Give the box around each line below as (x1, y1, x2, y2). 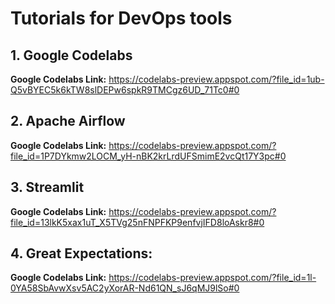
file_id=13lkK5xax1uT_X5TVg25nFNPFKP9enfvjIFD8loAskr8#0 (10, 216, 265, 228)
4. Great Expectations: (10, 245, 153, 262)
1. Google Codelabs (10, 47, 133, 64)
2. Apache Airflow (10, 113, 126, 130)
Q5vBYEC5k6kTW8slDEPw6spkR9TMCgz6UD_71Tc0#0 (10, 84, 240, 96)
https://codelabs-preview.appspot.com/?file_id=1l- (108, 272, 317, 284)
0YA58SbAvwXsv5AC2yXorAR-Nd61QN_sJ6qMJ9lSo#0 (10, 282, 240, 294)
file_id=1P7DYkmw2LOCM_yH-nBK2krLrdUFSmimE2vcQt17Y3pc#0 (10, 150, 287, 162)
